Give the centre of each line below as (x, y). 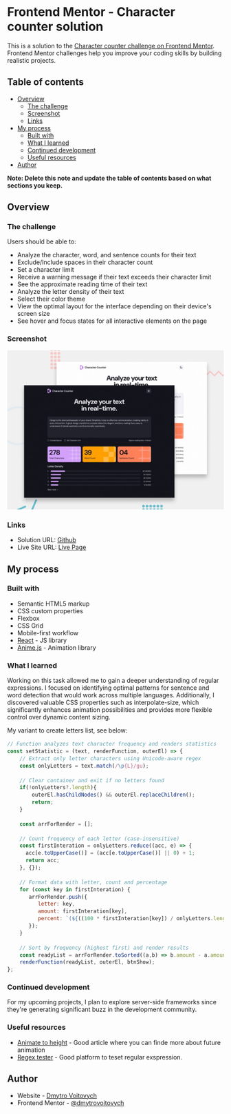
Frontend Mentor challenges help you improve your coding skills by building (114, 53)
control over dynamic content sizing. (59, 717)
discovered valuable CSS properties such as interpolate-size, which (103, 703)
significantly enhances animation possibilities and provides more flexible (110, 710)
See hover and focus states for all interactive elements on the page (112, 321)
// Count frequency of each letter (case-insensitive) (100, 839)
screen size (33, 314)
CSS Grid (30, 626)
